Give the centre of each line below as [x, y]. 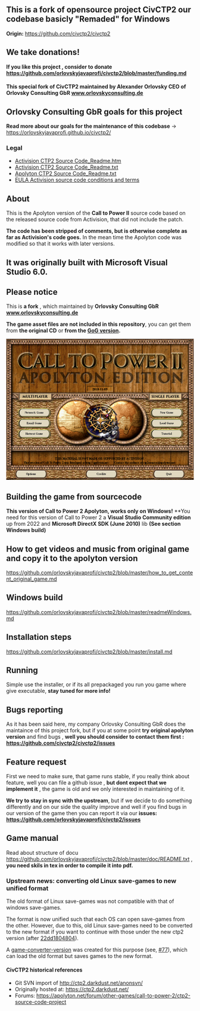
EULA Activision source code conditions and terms [77, 180]
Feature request [36, 762]
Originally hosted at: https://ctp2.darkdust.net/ [72, 990]
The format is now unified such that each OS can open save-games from [96, 919]
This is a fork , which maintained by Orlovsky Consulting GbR [82, 306]
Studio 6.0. [27, 272]
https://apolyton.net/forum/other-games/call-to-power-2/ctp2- [114, 995]
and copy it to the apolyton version [72, 558]
